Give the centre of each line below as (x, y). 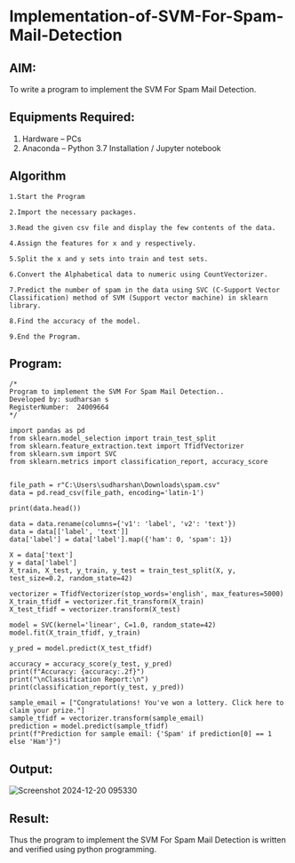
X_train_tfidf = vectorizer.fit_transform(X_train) (107, 602)
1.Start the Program (48, 196)
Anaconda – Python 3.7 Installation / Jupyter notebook (121, 148)
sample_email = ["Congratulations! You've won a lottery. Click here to (147, 703)
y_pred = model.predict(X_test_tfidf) (81, 649)
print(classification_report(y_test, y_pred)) (97, 687)
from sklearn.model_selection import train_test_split (113, 439)
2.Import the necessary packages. (73, 212)
